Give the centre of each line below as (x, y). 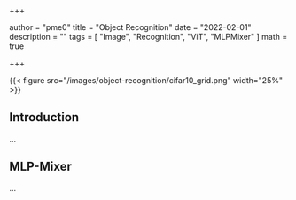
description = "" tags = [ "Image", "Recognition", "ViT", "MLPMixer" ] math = (148, 37)
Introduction (44, 117)
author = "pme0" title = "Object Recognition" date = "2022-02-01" (130, 27)
